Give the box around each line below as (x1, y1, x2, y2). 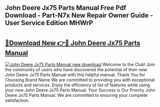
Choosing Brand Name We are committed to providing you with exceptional (5, 77, 155, 82)
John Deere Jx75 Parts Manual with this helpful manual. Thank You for (5, 72, 145, 78)
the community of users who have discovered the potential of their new (5, 67, 147, 72)
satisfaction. (5, 97, 30, 103)
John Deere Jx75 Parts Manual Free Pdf (5, 4, 127, 12)
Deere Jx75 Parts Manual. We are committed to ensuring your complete (5, 93, 148, 98)
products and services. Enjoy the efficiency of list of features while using (5, 82, 150, 88)
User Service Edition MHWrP (5, 19, 93, 27)
